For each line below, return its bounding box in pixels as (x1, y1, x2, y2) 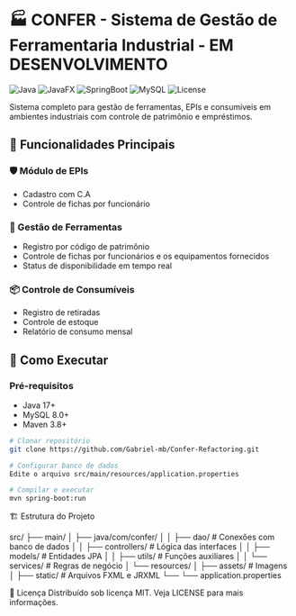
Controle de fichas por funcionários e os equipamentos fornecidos (22, 250, 270, 261)
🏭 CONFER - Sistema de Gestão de (9, 10, 278, 31)
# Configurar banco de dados (9, 461, 119, 470)
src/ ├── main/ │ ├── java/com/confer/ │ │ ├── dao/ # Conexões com (9, 531, 275, 543)
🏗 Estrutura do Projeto (9, 511, 95, 521)
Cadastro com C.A (22, 188, 92, 199)
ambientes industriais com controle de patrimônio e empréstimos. (9, 111, 254, 122)
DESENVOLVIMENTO (9, 54, 168, 75)
